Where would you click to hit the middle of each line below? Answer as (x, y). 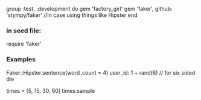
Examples (21, 60)
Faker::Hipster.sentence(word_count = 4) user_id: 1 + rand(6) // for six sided (101, 72)
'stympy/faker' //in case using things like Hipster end (72, 15)
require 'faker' (24, 44)
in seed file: (24, 31)
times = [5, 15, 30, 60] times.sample (51, 90)
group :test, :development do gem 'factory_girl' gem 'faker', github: (90, 9)
